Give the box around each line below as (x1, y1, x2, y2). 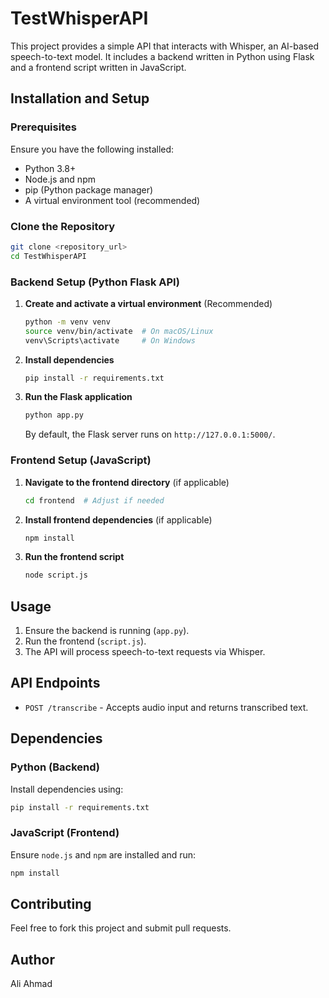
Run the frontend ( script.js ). (24, 635, 147, 647)
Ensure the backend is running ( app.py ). (24, 625, 190, 637)
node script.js (24, 570, 89, 581)
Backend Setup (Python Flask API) (10, 275, 180, 289)
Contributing (10, 896, 92, 913)
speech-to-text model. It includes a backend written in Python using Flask (10, 50, 315, 62)
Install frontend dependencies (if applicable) (24, 513, 213, 526)
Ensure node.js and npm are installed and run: (10, 848, 197, 861)
